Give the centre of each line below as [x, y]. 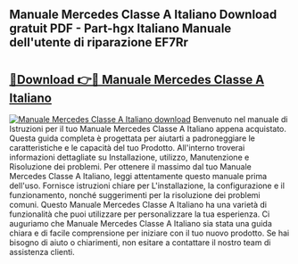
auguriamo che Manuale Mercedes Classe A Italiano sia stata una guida [141, 223]
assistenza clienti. [42, 252]
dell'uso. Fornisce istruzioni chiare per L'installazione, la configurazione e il [147, 186]
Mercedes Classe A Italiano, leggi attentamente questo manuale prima [138, 176]
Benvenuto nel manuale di [240, 119]
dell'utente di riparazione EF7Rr [99, 42]
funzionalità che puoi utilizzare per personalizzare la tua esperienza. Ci [140, 214]
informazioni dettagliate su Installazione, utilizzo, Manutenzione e [129, 157]
